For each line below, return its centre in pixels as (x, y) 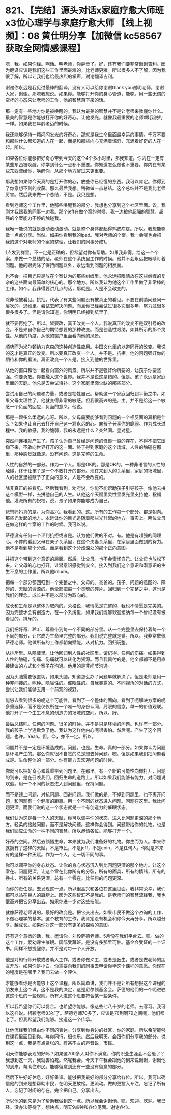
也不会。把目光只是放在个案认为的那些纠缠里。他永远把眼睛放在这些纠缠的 (83, 276)
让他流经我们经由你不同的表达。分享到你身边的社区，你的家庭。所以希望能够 (85, 1030)
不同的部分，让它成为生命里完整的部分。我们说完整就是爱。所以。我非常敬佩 (85, 635)
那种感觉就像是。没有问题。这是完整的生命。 (61, 454)
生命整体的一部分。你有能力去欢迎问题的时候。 (68, 760)
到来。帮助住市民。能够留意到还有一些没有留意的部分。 (67, 1066)
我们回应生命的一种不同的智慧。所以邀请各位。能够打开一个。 (70, 831)
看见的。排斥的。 (23, 618)
